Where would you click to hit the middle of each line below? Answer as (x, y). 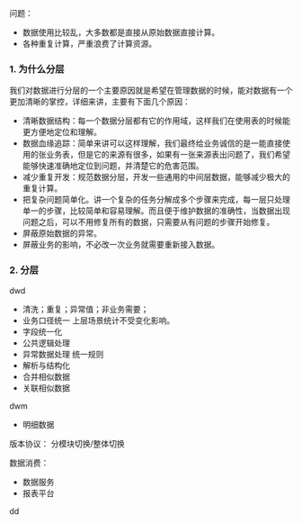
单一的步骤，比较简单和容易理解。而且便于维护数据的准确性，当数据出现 (156, 211)
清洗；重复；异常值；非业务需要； (85, 309)
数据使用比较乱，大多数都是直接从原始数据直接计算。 (121, 32)
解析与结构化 (46, 365)
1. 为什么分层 (37, 68)
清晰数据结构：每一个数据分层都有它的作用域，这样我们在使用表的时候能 (156, 121)
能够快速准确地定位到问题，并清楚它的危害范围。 (113, 166)
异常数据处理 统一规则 (63, 354)
